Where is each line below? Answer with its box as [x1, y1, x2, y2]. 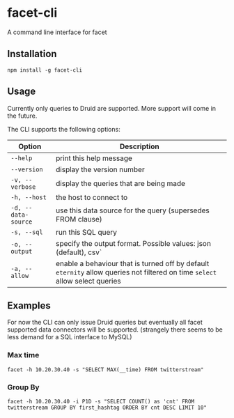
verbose [10, 183, 36, 191]
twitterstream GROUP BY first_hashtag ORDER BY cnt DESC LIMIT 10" [7, 404, 208, 411]
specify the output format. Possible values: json [55, 238, 211, 248]
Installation [7, 48, 57, 60]
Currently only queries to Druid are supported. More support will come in [7, 104, 217, 112]
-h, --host [10, 193, 47, 201]
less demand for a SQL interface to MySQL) [7, 333, 132, 341]
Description [119, 141, 159, 151]
